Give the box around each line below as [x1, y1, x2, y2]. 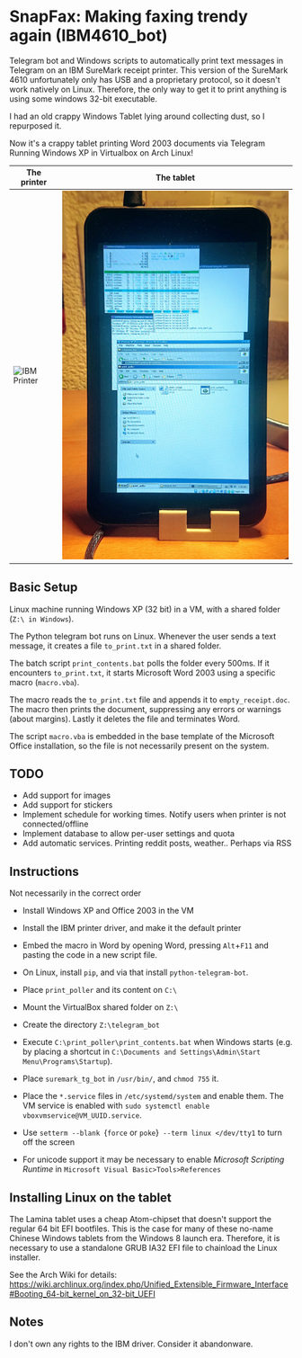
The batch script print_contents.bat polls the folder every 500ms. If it [9, 657, 270, 668]
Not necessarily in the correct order [9, 888, 142, 898]
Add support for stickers [22, 800, 113, 810]
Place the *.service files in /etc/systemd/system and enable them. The [22, 1091, 285, 1102]
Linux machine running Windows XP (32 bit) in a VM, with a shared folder [9, 603, 280, 614]
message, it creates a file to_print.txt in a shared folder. [9, 640, 222, 651]
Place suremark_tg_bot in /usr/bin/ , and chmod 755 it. [22, 1073, 219, 1085]
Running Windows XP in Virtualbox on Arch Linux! [9, 147, 193, 158]
